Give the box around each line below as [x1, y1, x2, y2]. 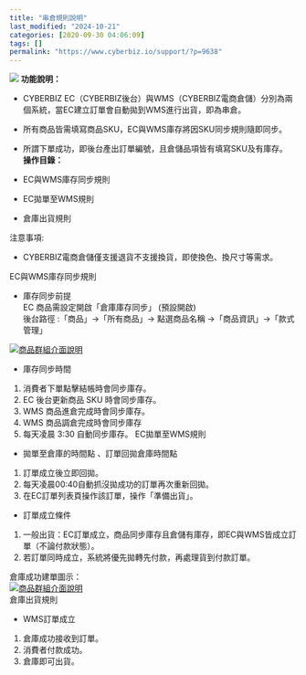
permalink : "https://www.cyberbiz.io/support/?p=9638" [9, 47, 223, 57]
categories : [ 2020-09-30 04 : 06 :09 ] [9, 30, 145, 39]
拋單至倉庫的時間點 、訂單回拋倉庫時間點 [22, 448, 178, 459]
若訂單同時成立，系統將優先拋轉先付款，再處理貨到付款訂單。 [22, 552, 256, 563]
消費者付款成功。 [22, 645, 88, 656]
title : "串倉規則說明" [9, 13, 88, 23]
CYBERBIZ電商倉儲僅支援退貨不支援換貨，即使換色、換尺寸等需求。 [22, 252, 279, 263]
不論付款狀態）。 [38, 541, 100, 552]
